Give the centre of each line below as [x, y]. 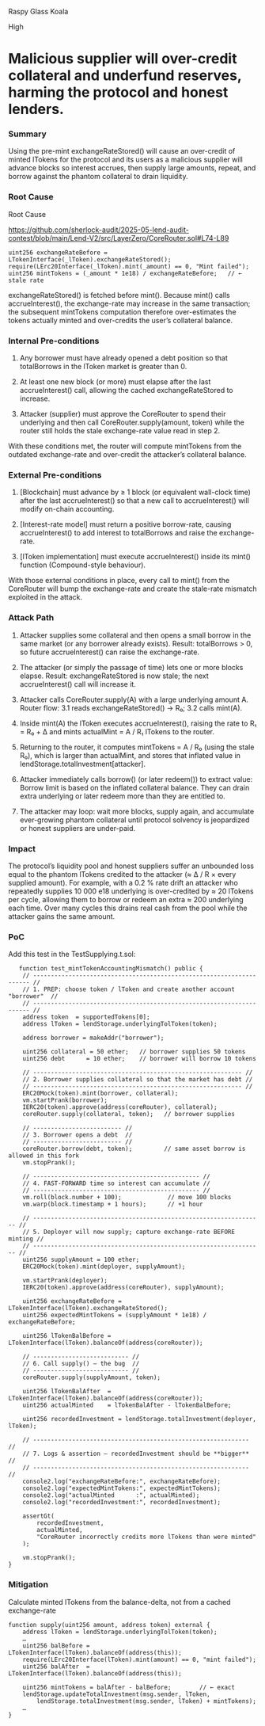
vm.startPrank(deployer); [65, 1281]
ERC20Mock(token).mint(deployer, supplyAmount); [104, 1267]
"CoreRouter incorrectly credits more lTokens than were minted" [147, 1537]
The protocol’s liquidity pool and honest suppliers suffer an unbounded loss [131, 866]
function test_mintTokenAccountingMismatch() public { [111, 969]
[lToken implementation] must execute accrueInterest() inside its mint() [135, 557]
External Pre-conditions [55, 475]
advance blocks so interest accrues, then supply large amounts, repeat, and [132, 168]
